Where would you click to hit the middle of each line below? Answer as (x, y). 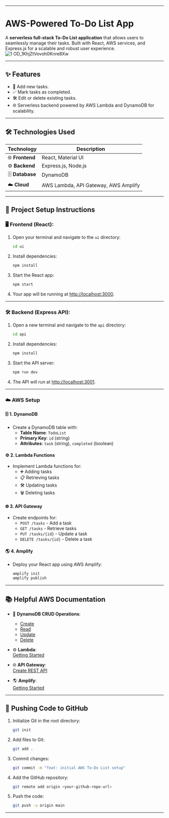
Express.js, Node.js (64, 166)
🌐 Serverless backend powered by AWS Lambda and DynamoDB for (83, 105)
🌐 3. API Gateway (24, 506)
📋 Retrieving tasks (39, 477)
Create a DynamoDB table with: (45, 427)
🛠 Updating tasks (38, 485)
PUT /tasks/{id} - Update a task (54, 534)
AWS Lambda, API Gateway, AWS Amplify (91, 185)
